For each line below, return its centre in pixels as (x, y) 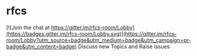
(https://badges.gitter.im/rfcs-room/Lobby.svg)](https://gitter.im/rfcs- (92, 33)
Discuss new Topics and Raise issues (124, 46)
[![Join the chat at (28, 27)
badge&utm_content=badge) (41, 46)
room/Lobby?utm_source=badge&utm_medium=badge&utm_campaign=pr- (98, 40)
